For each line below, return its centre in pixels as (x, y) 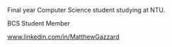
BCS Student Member (39, 23)
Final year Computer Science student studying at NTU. (86, 10)
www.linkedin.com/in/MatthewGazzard (64, 37)
